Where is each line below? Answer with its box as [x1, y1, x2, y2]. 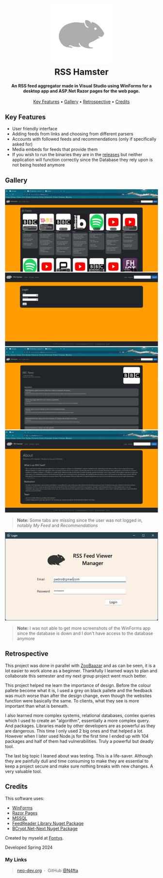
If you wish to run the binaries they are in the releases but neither [12, 152, 143, 158]
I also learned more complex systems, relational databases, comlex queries [5, 712, 155, 718]
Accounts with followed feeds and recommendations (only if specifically [12, 136, 157, 142]
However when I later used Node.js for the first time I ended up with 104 [5, 733, 149, 739]
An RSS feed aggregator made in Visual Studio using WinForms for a [11, 83, 152, 89]
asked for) [12, 142, 33, 147]
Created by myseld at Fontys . [5, 835, 64, 841]
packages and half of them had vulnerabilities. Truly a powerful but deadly [5, 738, 154, 744]
